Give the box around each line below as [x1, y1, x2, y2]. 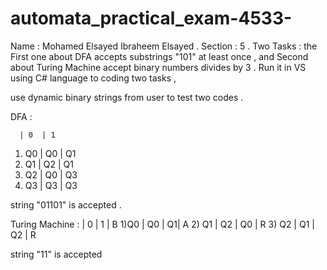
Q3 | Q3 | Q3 [24, 179, 78, 191]
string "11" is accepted [10, 248, 103, 260]
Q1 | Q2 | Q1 [24, 158, 74, 170]
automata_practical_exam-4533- [10, 7, 293, 30]
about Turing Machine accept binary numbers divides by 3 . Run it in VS [10, 61, 307, 73]
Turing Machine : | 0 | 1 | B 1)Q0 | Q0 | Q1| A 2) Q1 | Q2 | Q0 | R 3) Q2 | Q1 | [10, 218, 315, 230]
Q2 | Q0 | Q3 [24, 168, 78, 181]
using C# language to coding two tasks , [10, 72, 177, 84]
